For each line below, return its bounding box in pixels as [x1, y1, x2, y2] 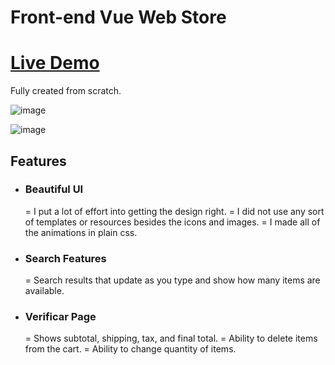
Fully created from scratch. [10, 85, 122, 97]
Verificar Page [24, 310, 97, 324]
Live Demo [10, 52, 100, 75]
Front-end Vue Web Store [10, 6, 227, 29]
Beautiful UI [24, 182, 84, 196]
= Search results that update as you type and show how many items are [24, 274, 321, 286]
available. [24, 285, 65, 297]
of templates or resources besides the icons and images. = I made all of [24, 216, 321, 228]
